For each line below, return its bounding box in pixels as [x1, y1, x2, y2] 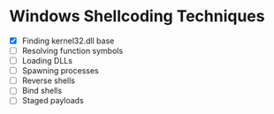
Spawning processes [21, 65, 99, 76]
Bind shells [21, 86, 63, 96]
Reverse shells [21, 75, 75, 86]
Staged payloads [21, 95, 84, 106]
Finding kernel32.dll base [21, 35, 115, 46]
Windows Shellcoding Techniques [9, 6, 265, 27]
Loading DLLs [21, 56, 73, 66]
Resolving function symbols [21, 46, 124, 56]
